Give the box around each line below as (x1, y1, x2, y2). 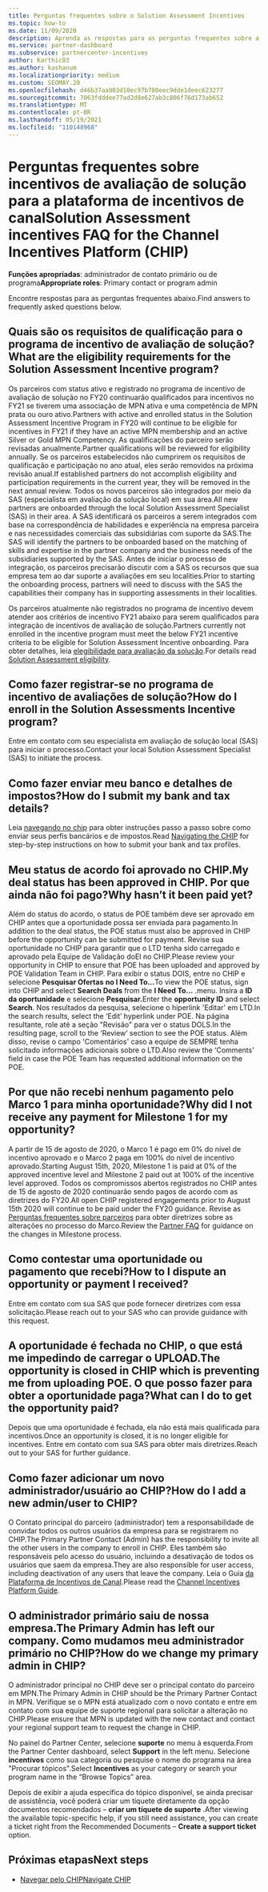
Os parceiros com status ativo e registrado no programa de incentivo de (8, 383, 246, 393)
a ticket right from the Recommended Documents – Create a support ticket (8, 1822, 257, 1831)
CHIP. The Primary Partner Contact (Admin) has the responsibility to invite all (8, 1534, 259, 1545)
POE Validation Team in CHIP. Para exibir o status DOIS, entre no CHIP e (8, 968, 246, 978)
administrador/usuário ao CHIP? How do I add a (8, 1484, 246, 1497)
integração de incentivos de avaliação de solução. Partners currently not (8, 620, 246, 630)
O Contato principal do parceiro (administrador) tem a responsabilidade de (8, 1517, 254, 1527)
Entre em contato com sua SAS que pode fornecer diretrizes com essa (8, 1298, 242, 1309)
